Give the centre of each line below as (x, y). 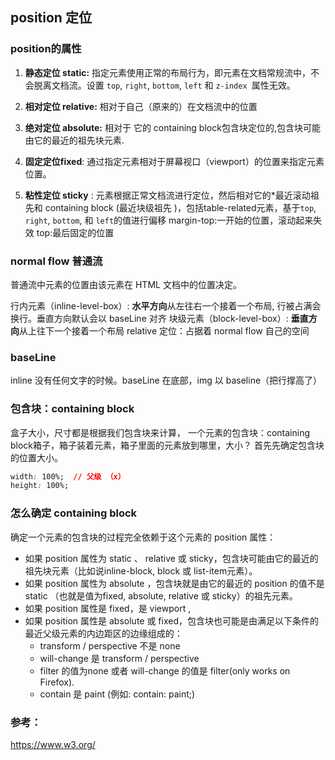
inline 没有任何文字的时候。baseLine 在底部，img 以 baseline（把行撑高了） (166, 380)
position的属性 (46, 49)
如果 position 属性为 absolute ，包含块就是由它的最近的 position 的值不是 (174, 583)
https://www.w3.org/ (53, 744)
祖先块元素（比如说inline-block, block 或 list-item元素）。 (141, 570)
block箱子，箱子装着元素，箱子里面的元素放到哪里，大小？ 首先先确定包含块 (167, 445)
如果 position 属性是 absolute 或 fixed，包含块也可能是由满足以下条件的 (171, 620)
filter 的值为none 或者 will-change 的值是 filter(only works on (165, 670)
